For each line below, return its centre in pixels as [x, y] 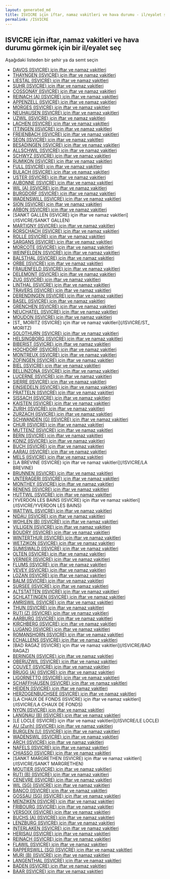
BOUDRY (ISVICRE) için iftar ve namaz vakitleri [61, 533]
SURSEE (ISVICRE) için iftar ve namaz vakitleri [60, 586]
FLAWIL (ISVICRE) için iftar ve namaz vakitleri [60, 845]
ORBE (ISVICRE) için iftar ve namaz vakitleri [58, 263]
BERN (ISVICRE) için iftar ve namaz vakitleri [58, 435]
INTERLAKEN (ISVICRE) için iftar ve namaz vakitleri [66, 828]
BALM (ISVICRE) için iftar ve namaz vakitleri [58, 581]
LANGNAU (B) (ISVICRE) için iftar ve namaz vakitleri [67, 715]
